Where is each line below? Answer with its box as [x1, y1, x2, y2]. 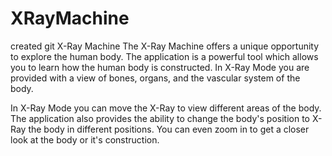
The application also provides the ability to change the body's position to [10, 112, 311, 124]
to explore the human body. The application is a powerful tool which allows [10, 50, 319, 62]
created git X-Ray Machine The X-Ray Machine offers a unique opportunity [10, 40, 320, 52]
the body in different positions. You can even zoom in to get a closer [28, 123, 310, 135]
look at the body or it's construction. [10, 133, 160, 146]
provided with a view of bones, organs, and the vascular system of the [10, 72, 301, 84]
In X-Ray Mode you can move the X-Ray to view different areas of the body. [10, 102, 322, 114]
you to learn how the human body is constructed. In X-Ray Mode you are [10, 61, 310, 73]
